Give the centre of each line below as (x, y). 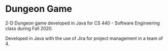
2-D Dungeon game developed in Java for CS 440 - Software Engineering (82, 23)
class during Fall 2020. (29, 28)
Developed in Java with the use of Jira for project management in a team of (84, 38)
